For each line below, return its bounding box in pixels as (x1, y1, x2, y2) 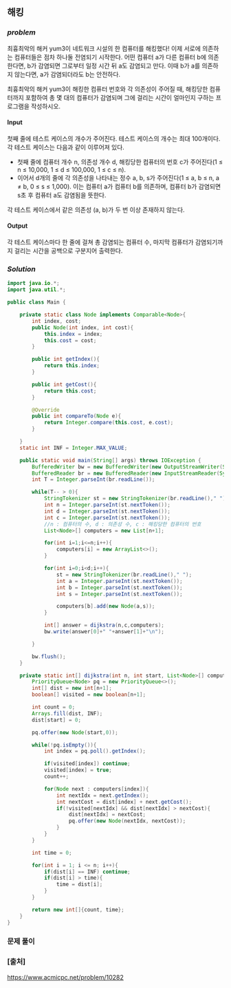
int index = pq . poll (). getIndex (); (43, 748, 146, 755)
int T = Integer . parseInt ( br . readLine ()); (32, 476, 155, 483)
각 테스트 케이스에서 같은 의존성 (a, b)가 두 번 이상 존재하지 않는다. (7, 206, 185, 214)
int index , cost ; (32, 317, 81, 324)
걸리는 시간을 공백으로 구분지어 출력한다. (14, 247, 123, 255)
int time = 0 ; (32, 849, 72, 856)
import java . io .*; (7, 280, 60, 287)
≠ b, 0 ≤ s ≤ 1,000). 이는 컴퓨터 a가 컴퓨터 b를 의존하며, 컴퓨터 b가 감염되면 (16, 182, 221, 190)
